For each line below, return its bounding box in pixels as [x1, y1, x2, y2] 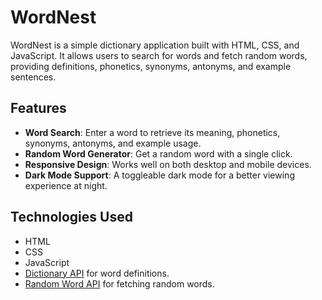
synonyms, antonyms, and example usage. [24, 137, 202, 149]
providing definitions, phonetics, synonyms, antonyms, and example [10, 60, 292, 72]
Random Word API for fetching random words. [24, 277, 215, 290]
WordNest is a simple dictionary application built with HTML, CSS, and [10, 39, 300, 51]
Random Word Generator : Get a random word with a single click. [24, 147, 293, 160]
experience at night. [24, 179, 108, 191]
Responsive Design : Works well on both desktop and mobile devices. [24, 158, 312, 170]
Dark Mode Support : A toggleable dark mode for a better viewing [24, 169, 295, 181]
